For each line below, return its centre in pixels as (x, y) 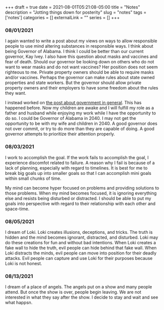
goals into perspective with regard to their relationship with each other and (80, 203)
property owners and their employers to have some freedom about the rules (82, 88)
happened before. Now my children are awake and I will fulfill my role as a (80, 108)
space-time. (17, 209)
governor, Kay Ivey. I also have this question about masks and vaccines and (81, 56)
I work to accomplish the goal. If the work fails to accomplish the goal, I (77, 157)
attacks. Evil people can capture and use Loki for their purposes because (79, 258)
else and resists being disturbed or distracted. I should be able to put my (78, 198)
